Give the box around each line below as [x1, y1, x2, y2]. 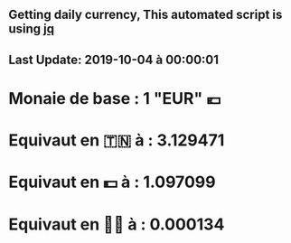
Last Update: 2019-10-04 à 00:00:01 [8, 51, 219, 67]
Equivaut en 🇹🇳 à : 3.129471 [8, 130, 225, 151]
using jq [8, 22, 55, 37]
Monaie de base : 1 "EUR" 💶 [8, 88, 221, 108]
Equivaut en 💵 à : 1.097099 [8, 172, 216, 192]
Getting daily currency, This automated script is [8, 7, 283, 23]
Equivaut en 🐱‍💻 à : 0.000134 [8, 214, 225, 234]
